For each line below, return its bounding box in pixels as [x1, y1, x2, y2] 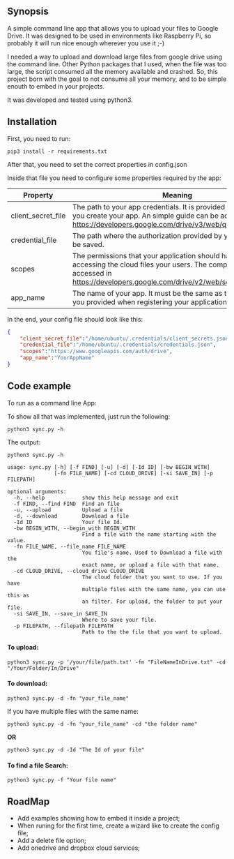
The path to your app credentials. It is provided [72, 202, 226, 211]
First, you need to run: [7, 134, 71, 142]
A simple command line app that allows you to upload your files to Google [7, 24, 219, 32]
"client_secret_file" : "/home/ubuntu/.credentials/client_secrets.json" [19, 335, 232, 342]
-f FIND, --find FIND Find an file [13, 500, 120, 507]
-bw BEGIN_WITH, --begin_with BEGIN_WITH [13, 525, 136, 532]
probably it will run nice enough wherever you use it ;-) [7, 38, 165, 47]
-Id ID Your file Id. [13, 518, 123, 525]
